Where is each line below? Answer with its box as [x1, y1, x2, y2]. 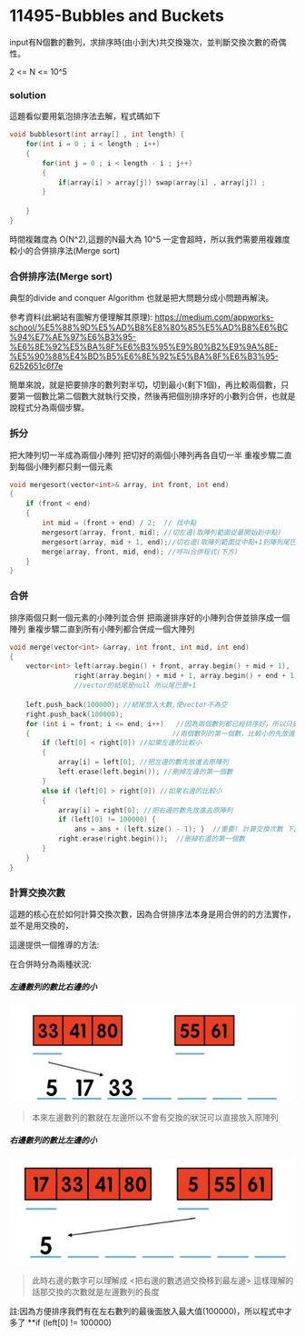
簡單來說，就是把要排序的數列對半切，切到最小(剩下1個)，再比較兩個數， [9, 379, 281, 391]
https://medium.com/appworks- [154, 312, 274, 323]
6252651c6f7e [9, 361, 64, 372]
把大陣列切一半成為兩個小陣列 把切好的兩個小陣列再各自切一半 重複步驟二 [9, 449, 284, 460]
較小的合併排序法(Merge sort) [9, 244, 121, 255]
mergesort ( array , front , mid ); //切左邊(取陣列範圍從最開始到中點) [42, 528, 282, 537]
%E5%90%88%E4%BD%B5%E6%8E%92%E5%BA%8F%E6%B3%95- [9, 351, 280, 362]
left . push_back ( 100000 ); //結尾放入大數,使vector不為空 [25, 700, 228, 709]
